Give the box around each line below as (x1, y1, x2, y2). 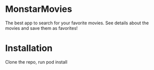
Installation (5, 43, 53, 54)
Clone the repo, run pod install (5, 59, 68, 65)
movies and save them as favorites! (5, 25, 78, 31)
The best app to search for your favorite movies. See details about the (5, 20, 149, 26)
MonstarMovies (5, 3, 72, 15)
